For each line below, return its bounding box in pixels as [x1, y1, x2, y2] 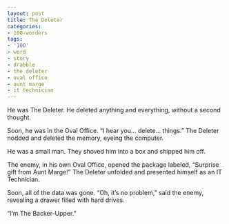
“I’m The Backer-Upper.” [7, 210, 77, 218]
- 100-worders [7, 29, 48, 37]
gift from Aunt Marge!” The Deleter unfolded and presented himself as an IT [7, 168, 222, 176]
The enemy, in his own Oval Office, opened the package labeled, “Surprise [7, 161, 219, 169]
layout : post [7, 10, 45, 17]
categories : [7, 23, 41, 30]
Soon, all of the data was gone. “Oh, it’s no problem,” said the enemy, [7, 189, 204, 197]
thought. [7, 113, 32, 121]
